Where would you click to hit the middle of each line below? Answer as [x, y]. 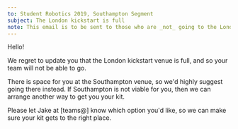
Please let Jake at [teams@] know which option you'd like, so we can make [117, 111]
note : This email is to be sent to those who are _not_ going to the [112, 27]
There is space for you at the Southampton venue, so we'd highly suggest [115, 82]
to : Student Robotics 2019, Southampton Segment [80, 14]
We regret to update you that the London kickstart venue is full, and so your [118, 61]
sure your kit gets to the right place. [59, 118]
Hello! [16, 47]
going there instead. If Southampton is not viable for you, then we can [109, 90]
